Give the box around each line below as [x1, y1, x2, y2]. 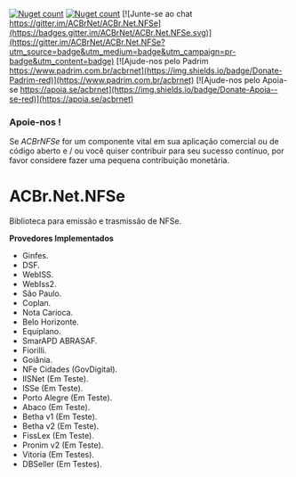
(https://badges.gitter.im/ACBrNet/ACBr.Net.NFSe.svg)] [9, 28, 212, 37]
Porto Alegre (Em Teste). [21, 392, 113, 403]
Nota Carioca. [21, 308, 74, 318]
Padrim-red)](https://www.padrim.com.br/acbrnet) [9, 75, 195, 85]
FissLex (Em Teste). [21, 431, 95, 441]
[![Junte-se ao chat [122, 9, 193, 19]
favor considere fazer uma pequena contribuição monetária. [9, 155, 229, 166]
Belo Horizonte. [21, 317, 80, 327]
